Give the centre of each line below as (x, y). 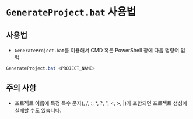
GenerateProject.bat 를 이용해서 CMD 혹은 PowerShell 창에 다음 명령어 (97, 50)
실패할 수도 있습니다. (38, 110)
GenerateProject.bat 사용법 (71, 12)
